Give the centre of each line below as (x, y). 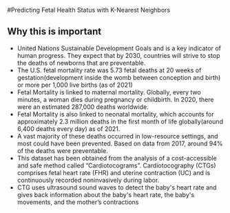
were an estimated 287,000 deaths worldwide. (83, 107)
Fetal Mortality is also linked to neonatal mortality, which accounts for (116, 114)
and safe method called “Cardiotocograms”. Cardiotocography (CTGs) (116, 165)
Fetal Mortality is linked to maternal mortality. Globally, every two (109, 92)
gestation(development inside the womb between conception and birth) (119, 77)
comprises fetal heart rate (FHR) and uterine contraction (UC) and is (114, 172)
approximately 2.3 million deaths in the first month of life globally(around (120, 121)
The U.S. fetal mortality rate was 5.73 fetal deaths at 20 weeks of (109, 70)
